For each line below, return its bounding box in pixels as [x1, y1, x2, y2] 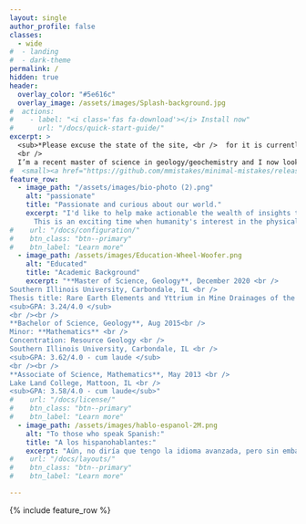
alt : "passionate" [25, 192, 96, 201]
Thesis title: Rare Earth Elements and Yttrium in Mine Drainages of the [9, 293, 296, 302]
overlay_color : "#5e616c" [17, 89, 117, 99]
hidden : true [9, 73, 59, 82]
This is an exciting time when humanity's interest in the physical [33, 216, 300, 226]
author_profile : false [9, 22, 96, 31]
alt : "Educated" [25, 259, 88, 269]
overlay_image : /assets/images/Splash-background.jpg [17, 98, 226, 108]
